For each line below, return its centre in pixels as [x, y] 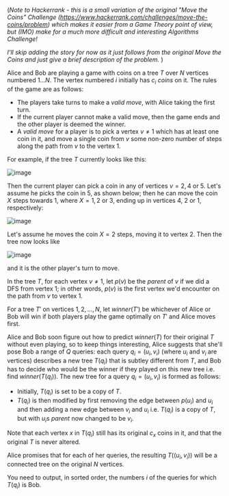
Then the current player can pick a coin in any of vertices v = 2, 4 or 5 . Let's [114, 186]
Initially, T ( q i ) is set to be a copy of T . [69, 392]
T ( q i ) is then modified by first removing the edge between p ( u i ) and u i [115, 401]
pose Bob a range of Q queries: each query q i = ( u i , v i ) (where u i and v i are [112, 352]
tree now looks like [33, 241]
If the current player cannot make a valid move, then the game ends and [118, 116]
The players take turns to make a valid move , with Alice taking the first [116, 102]
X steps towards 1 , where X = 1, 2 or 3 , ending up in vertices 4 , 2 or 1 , [104, 200]
